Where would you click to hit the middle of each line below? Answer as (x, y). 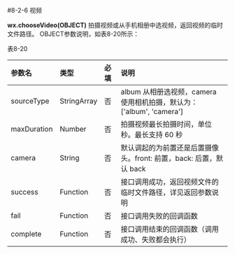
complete (26, 234)
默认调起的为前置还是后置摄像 (170, 148)
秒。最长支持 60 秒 (152, 135)
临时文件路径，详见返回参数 (166, 192)
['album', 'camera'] (152, 112)
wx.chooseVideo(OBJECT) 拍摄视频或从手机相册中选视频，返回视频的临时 (115, 25)
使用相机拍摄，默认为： (159, 102)
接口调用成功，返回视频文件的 (170, 182)
